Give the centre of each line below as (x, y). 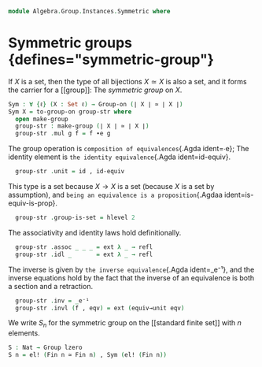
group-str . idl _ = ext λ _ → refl (84, 254)
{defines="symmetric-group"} (111, 60)
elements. (24, 333)
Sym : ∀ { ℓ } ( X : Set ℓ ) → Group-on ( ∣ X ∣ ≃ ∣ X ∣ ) (96, 104)
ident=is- (239, 195)
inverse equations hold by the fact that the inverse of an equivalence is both (131, 278)
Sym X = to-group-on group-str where (70, 111)
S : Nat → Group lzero (45, 348)
